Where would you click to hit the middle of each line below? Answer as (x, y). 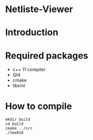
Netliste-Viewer (39, 9)
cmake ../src (19, 128)
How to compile (39, 106)
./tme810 (14, 133)
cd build (14, 124)
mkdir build (18, 120)
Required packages (47, 55)
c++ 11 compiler (29, 70)
